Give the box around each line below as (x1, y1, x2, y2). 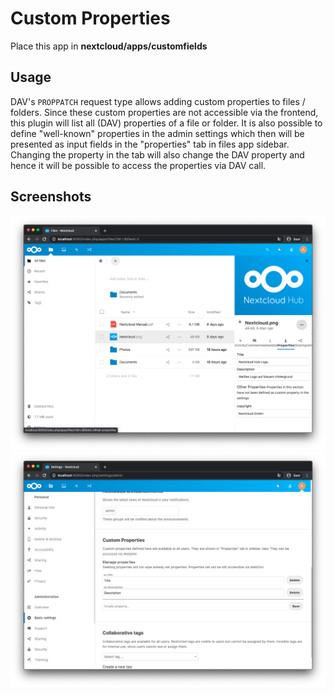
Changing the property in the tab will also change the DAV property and (10, 148, 305, 161)
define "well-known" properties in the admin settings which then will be (10, 127, 305, 139)
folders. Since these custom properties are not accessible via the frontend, (10, 106, 319, 118)
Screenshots (10, 188, 92, 206)
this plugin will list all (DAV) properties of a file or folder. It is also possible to (10, 117, 323, 129)
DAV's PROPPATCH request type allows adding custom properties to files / (10, 95, 306, 107)
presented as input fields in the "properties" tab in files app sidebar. (10, 138, 290, 150)
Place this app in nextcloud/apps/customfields (10, 40, 208, 52)
